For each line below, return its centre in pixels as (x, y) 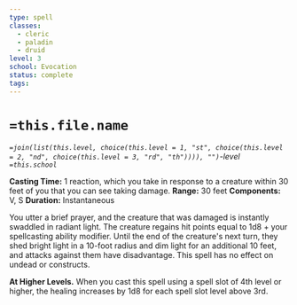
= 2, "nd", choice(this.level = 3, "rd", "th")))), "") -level (125, 156)
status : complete (41, 75)
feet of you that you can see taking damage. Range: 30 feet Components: (145, 191)
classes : (25, 26)
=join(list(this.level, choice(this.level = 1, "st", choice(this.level (146, 147)
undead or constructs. (50, 264)
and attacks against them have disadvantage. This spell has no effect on (141, 254)
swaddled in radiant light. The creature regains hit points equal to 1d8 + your (148, 226)
